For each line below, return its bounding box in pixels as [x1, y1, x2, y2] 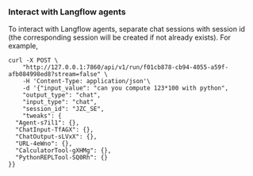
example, [8, 41, 38, 51]
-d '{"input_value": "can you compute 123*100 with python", [22, 84, 228, 93]
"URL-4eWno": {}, [15, 140, 73, 148]
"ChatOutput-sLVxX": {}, [15, 133, 98, 141]
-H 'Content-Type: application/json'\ [22, 78, 151, 86]
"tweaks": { [22, 112, 62, 121]
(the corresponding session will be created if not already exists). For [8, 33, 232, 42]
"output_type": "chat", [22, 91, 102, 99]
